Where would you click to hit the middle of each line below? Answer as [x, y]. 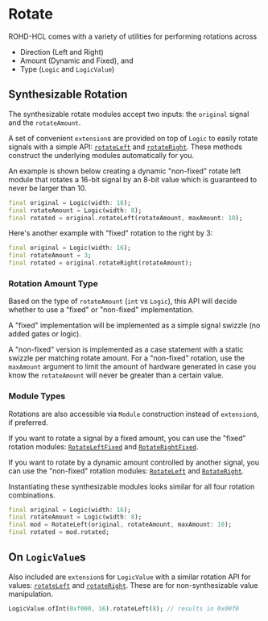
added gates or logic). [45, 334]
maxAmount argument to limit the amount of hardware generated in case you [132, 367]
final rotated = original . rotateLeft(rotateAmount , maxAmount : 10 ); [126, 218]
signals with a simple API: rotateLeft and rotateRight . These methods [126, 147]
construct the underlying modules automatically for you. [101, 155]
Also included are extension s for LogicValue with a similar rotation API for [130, 577]
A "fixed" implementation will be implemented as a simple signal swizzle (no [134, 325]
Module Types [37, 396]
